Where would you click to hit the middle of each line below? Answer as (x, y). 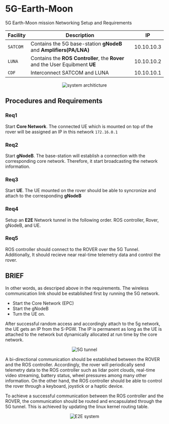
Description (80, 35)
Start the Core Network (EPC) (43, 303)
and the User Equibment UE (63, 65)
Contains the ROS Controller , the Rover (77, 58)
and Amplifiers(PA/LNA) (60, 50)
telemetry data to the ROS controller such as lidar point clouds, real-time (80, 370)
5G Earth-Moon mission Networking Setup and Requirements (69, 23)
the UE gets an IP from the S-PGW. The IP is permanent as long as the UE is (83, 329)
